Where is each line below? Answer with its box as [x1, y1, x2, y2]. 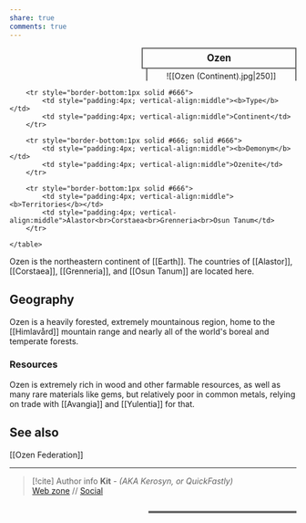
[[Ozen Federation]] [9, 449, 84, 460]
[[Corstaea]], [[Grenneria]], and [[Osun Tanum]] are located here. [9, 266, 255, 277]
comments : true [9, 22, 67, 31]
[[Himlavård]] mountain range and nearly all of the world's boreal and [9, 326, 270, 337]
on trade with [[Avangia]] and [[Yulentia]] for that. [9, 398, 196, 409]
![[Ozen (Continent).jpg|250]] [166, 70, 277, 81]
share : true [9, 13, 55, 23]
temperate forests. [9, 335, 79, 347]
